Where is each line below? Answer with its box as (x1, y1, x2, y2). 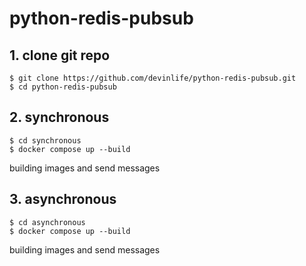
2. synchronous (9, 109, 110, 126)
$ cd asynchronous (9, 217, 86, 227)
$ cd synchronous (9, 135, 82, 146)
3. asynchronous (9, 191, 117, 208)
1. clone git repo (9, 47, 111, 64)
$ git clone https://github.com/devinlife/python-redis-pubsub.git (9, 73, 297, 83)
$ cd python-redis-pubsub (9, 82, 117, 92)
